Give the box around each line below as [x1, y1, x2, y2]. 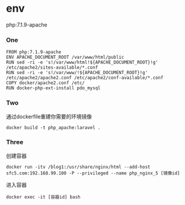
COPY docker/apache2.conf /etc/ [6, 80, 85, 86]
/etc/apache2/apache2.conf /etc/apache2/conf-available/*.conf [6, 75, 164, 81]
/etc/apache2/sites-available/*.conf [6, 65, 98, 70]
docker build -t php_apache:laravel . [6, 125, 101, 130]
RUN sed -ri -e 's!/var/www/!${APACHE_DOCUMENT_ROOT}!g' [6, 70, 148, 76]
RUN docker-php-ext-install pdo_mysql [6, 85, 101, 91]
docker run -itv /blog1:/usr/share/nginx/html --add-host [6, 164, 150, 170]
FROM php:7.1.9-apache [6, 49, 61, 55]
